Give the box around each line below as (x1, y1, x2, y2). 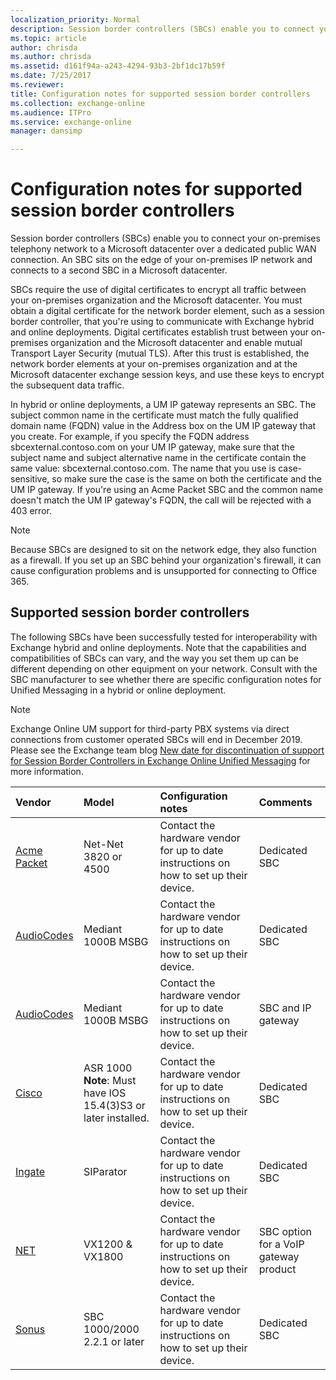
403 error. (10, 505, 52, 517)
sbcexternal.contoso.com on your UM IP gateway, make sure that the (10, 441, 295, 453)
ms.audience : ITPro (10, 107, 92, 118)
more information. (10, 765, 84, 777)
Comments (258, 795, 313, 809)
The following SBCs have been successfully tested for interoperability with (10, 631, 318, 643)
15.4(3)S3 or (83, 1098, 146, 1112)
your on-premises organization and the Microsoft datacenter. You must (10, 294, 303, 306)
